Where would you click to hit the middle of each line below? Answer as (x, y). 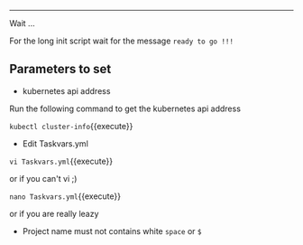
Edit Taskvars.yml (55, 143)
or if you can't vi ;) (43, 178)
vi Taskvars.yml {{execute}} (61, 161)
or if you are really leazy (54, 213)
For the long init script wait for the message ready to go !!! (122, 41)
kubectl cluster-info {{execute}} (71, 126)
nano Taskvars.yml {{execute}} (65, 196)
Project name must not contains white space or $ (112, 231)
